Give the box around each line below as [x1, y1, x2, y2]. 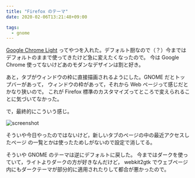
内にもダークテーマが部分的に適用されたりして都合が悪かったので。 [6, 166, 170, 173]
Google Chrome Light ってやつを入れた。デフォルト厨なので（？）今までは [6, 47, 187, 54]
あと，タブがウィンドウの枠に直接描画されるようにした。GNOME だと [6, 74, 175, 81]
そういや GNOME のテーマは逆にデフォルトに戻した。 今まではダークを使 [6, 151, 183, 158]
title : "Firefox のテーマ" [6, 8, 68, 15]
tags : [6, 25, 19, 30]
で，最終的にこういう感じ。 [6, 108, 73, 115]
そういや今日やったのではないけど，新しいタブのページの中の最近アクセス [6, 132, 185, 139]
